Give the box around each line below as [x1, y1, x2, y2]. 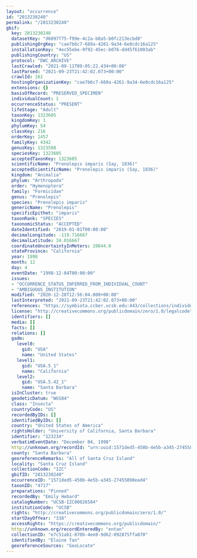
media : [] [11, 319, 35, 325]
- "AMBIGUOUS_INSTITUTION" [11, 287, 77, 292]
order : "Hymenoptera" [11, 183, 64, 189]
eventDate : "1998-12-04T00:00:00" [11, 270, 96, 276]
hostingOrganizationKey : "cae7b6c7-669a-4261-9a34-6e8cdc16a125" [11, 80, 175, 86]
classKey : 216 [11, 128, 46, 135]
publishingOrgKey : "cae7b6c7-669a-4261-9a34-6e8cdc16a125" [11, 42, 159, 47]
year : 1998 [11, 254, 38, 260]
